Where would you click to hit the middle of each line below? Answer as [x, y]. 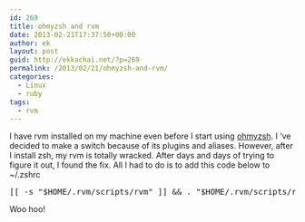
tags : [20, 102]
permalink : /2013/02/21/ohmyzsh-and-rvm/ [89, 69]
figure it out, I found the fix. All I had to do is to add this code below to [140, 165]
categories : [32, 77]
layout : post [34, 52]
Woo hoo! [27, 209]
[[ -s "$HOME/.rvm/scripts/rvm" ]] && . [101, 192]
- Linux [32, 85]
